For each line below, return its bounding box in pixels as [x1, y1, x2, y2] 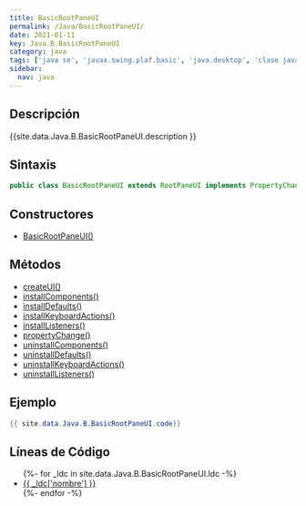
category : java [9, 47, 67, 57]
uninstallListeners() [22, 368, 96, 379]
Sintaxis [9, 157, 57, 172]
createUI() [22, 281, 61, 292]
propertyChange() [22, 329, 91, 340]
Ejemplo [9, 395, 56, 410]
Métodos [9, 257, 62, 273]
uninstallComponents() [22, 339, 109, 350]
